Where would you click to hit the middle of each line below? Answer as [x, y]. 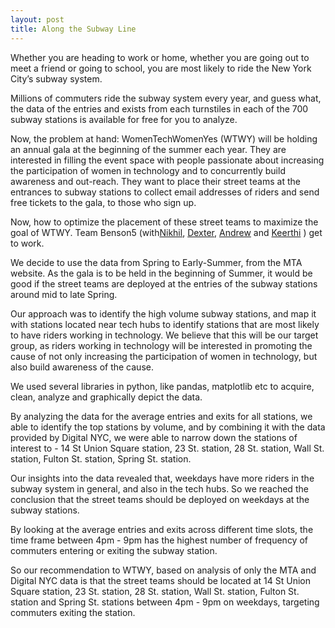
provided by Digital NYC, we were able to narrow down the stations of [154, 437]
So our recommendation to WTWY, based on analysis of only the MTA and [163, 570]
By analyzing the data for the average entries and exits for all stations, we [161, 416]
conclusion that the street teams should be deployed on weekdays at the [160, 499]
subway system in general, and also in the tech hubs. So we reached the [159, 488]
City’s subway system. [56, 78]
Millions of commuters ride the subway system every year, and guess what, [166, 98]
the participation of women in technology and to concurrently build [148, 170]
